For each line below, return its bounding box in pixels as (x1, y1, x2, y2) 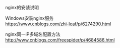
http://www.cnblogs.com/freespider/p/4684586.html (5, 37, 115, 43)
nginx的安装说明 (5, 5, 39, 10)
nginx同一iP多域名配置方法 (5, 31, 61, 37)
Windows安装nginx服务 (5, 15, 54, 21)
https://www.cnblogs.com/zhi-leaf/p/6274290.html (5, 21, 111, 27)
